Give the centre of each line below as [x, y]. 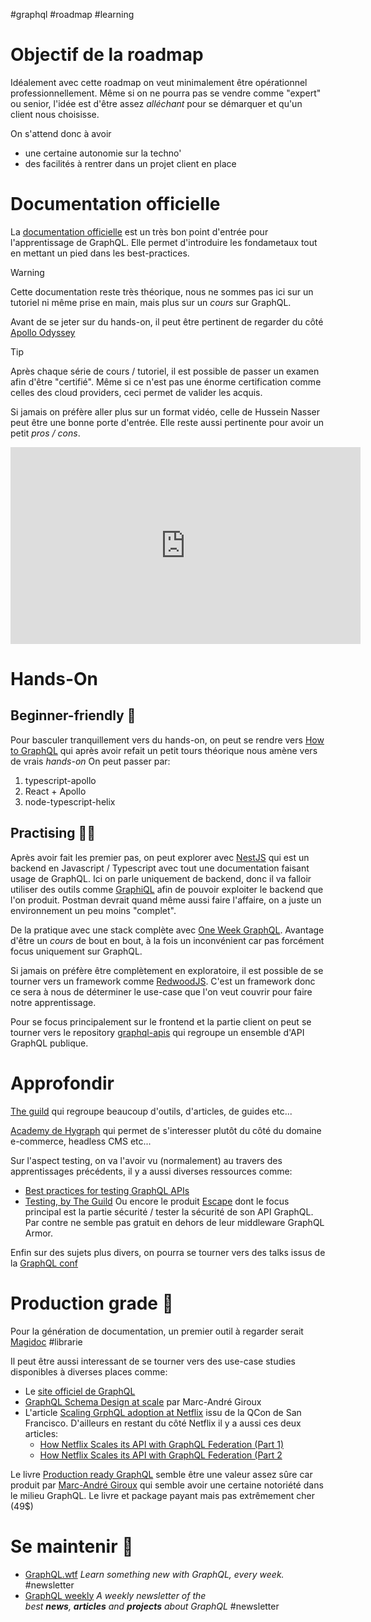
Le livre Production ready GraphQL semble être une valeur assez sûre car [161, 1474]
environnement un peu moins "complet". [93, 910]
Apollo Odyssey [43, 332]
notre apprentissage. [53, 1002]
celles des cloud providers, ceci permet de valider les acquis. [136, 392]
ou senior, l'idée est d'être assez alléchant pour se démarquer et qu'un [156, 103]
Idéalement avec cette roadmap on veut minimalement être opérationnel [159, 82]
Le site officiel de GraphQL [80, 1391]
